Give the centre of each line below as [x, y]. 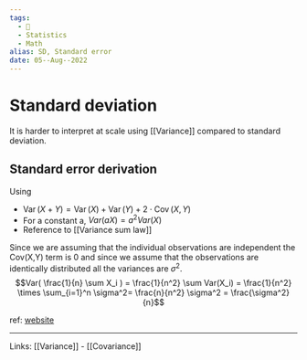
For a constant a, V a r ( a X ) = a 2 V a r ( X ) [92, 219]
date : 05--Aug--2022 [49, 60]
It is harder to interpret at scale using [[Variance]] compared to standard [145, 131]
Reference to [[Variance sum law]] [87, 230]
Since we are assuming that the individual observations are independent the [153, 248]
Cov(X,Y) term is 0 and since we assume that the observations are [134, 258]
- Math [30, 43]
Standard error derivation [84, 169]
